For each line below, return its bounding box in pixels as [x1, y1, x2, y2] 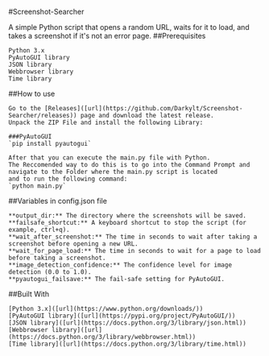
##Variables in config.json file [8, 197, 107, 205]
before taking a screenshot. [8, 254, 106, 262]
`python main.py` [8, 182, 67, 190]
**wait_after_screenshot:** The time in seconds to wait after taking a [8, 233, 258, 241]
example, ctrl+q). [8, 226, 70, 234]
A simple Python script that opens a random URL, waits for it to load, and [8, 23, 250, 31]
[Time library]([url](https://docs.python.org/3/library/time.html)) [8, 340, 247, 348]
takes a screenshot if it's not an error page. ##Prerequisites [8, 31, 206, 40]
